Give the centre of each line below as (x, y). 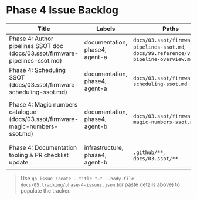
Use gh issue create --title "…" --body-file (77, 178)
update (19, 162)
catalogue (23, 112)
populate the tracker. (46, 190)
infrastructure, (104, 147)
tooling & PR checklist (39, 155)
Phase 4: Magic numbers (43, 104)
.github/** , (149, 152)
